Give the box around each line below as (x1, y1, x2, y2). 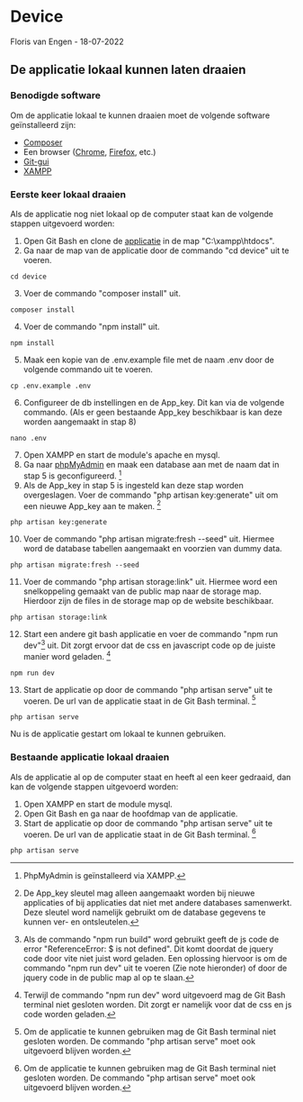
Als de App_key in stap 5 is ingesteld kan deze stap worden (22, 479, 244, 490)
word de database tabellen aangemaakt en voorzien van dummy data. (22, 543, 282, 554)
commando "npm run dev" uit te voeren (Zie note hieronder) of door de (22, 962, 288, 974)
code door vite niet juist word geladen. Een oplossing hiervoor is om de (22, 953, 288, 964)
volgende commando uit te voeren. (22, 363, 154, 375)
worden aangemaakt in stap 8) (22, 416, 138, 427)
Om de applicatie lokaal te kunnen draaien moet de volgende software (10, 110, 271, 121)
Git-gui (22, 156, 49, 167)
